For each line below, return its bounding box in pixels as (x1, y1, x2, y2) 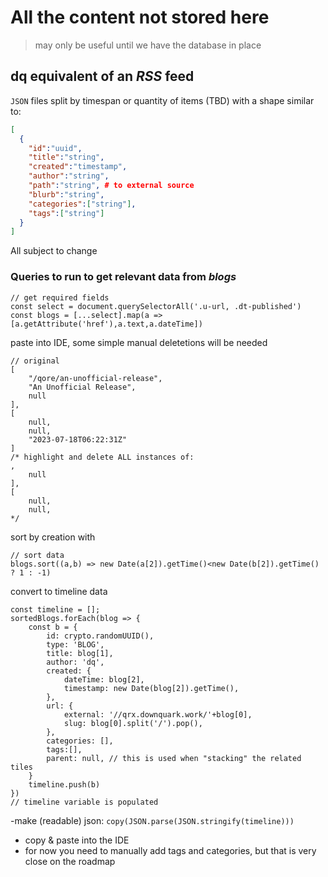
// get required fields (10, 292, 110, 303)
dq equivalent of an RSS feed (10, 68, 195, 85)
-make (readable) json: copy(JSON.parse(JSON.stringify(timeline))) (10, 814, 295, 826)
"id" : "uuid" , (28, 143, 83, 153)
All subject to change (10, 245, 98, 257)
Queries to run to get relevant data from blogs (10, 270, 237, 284)
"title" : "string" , (28, 152, 105, 163)
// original (10, 356, 60, 366)
